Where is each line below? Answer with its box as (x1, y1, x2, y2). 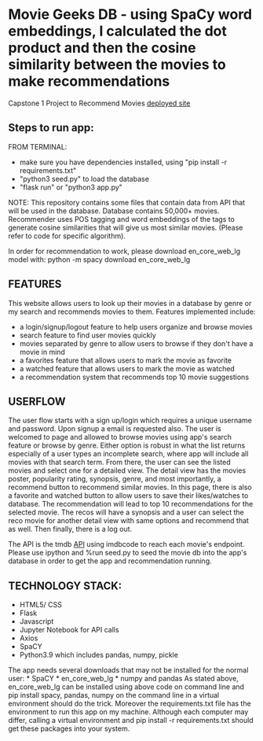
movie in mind (19, 347, 65, 356)
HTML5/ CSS (19, 600, 63, 610)
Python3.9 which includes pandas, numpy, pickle (19, 651, 179, 660)
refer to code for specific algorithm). (8, 230, 126, 241)
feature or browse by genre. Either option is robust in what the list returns (8, 441, 246, 450)
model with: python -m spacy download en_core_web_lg (8, 254, 191, 264)
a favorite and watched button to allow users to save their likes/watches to (8, 491, 249, 500)
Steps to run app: (8, 121, 94, 135)
